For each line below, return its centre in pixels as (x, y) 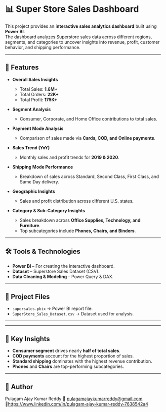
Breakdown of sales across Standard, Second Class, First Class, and (89, 177)
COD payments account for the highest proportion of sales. (73, 356)
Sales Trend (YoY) (31, 147)
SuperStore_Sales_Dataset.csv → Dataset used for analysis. (73, 314)
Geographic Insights (34, 191)
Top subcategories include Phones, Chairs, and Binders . (78, 231)
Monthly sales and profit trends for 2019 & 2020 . (69, 157)
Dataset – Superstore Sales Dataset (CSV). (56, 271)
